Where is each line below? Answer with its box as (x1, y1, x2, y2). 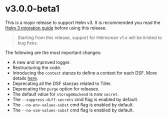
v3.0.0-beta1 (5, 3, 60, 14)
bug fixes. (17, 39, 38, 45)
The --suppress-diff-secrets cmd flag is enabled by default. (12, 96, 138, 102)
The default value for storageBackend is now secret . (12, 91, 119, 97)
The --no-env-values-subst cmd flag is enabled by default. (12, 101, 134, 107)
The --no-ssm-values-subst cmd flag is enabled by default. (12, 107, 134, 113)
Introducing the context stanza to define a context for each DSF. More (12, 69, 157, 75)
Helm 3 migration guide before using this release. (5, 24, 107, 30)
